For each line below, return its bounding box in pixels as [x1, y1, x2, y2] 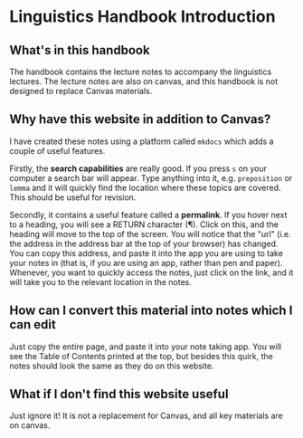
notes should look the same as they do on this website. [9, 360, 214, 371]
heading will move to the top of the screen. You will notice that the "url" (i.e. [9, 228, 291, 239]
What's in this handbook [9, 43, 151, 58]
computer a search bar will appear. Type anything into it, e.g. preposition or [9, 172, 293, 183]
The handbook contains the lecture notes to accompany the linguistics [9, 66, 272, 77]
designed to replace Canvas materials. [9, 86, 153, 96]
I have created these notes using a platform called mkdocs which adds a [9, 136, 274, 147]
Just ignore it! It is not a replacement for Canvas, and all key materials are [9, 410, 283, 422]
